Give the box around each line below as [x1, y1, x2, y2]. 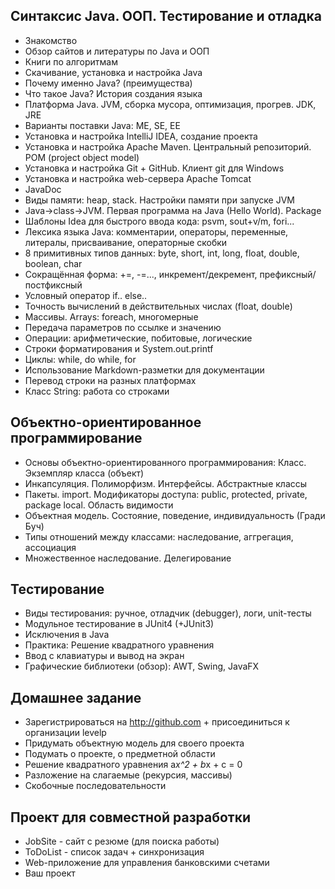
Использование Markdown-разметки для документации [24, 364, 265, 376]
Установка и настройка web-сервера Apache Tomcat [24, 172, 252, 184]
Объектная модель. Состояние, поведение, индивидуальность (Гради [24, 509, 326, 521]
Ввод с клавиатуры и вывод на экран [24, 650, 185, 662]
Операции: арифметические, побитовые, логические [24, 332, 253, 344]
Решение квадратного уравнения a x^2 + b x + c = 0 [24, 759, 243, 771]
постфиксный [24, 279, 83, 291]
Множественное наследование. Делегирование [24, 552, 232, 564]
